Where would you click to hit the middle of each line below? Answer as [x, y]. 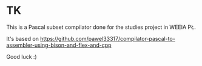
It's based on [23, 38]
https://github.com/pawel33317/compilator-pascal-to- [108, 38]
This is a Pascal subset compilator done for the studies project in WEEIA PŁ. [101, 27]
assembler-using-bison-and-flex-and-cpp [59, 45]
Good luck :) [22, 56]
